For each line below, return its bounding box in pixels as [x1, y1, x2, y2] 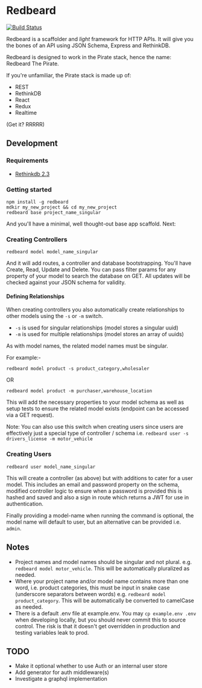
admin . [6, 524, 22, 532]
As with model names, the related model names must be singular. [6, 342, 169, 349]
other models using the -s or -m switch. [6, 313, 104, 320]
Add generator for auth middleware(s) [14, 669, 110, 676]
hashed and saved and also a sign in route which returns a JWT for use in [6, 493, 189, 501]
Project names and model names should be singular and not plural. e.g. [14, 558, 192, 565]
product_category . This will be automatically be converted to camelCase [14, 597, 195, 604]
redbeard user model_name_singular [6, 464, 96, 470]
